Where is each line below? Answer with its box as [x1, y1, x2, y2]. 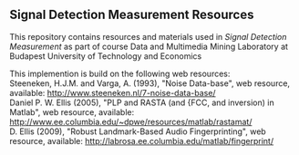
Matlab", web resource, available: [9, 106, 135, 117]
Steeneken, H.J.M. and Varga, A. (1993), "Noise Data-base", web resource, [9, 77, 290, 89]
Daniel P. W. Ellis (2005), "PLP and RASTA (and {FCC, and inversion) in [9, 97, 275, 108]
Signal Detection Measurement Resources [9, 7, 254, 23]
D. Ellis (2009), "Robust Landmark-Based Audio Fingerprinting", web [9, 126, 266, 137]
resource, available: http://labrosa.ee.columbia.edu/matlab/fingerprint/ [9, 135, 274, 146]
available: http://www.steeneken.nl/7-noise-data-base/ [9, 87, 216, 98]
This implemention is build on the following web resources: [9, 68, 231, 79]
